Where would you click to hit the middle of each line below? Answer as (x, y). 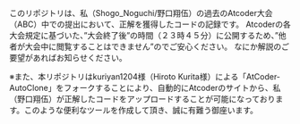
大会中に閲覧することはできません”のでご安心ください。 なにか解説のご (157, 46)
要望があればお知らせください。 (68, 58)
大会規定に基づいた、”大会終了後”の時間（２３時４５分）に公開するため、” (144, 35)
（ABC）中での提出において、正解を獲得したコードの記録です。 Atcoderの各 (150, 24)
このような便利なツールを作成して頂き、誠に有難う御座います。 (141, 110)
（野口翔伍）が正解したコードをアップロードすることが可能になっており (142, 99)
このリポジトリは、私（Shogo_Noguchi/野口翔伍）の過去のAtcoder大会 (141, 13)
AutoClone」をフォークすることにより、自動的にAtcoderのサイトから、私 (145, 88)
